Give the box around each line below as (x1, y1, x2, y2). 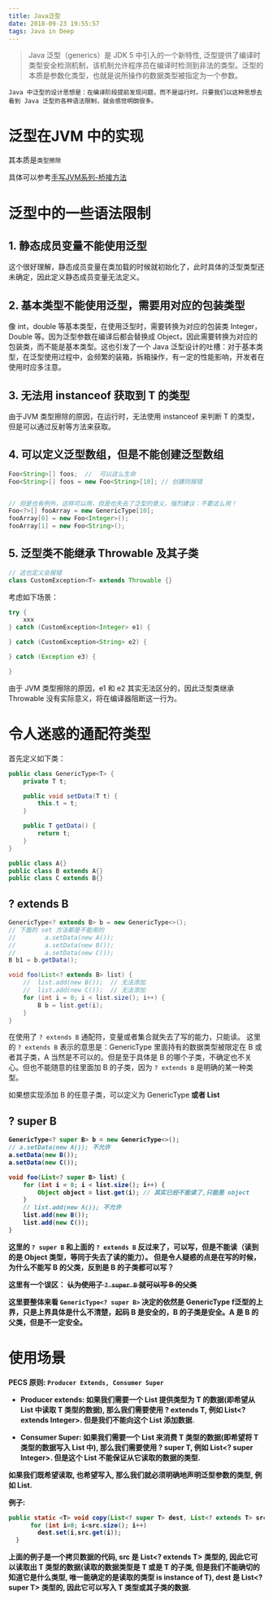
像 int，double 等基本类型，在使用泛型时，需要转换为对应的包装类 (8, 322, 229, 331)
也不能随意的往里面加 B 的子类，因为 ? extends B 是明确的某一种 (29, 1063, 246, 1072)
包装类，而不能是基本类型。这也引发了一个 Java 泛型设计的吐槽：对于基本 (8, 342, 257, 352)
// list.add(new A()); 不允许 (23, 1203, 122, 1212)
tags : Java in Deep (8, 27, 75, 35)
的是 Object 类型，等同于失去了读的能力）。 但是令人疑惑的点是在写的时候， (8, 1252, 262, 1262)
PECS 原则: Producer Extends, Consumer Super (8, 1377, 164, 1387)
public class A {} (8, 859, 67, 867)
